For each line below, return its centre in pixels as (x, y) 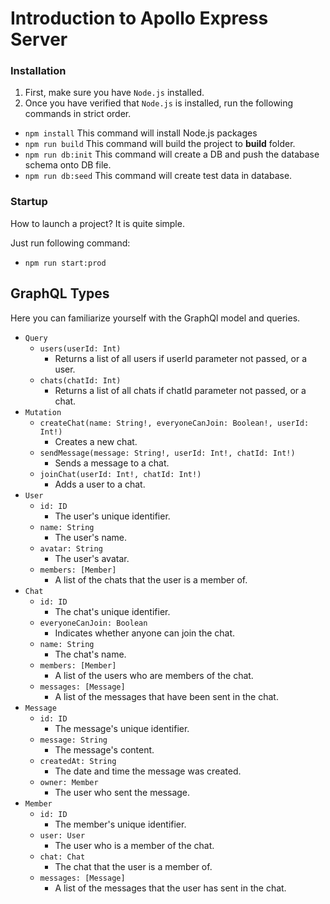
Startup (29, 202)
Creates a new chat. (96, 441)
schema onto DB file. (68, 165)
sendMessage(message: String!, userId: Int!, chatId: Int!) (167, 453)
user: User (62, 835)
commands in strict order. (78, 114)
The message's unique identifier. (122, 728)
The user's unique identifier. (112, 516)
